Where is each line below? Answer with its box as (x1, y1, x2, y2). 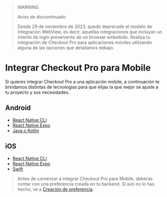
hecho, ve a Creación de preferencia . (17, 186, 94, 192)
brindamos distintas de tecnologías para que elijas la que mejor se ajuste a (5, 84, 159, 90)
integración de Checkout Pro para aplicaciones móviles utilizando (17, 39, 152, 45)
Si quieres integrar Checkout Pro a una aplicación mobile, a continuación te (5, 78, 160, 84)
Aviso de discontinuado (17, 14, 66, 19)
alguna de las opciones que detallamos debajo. (17, 45, 115, 50)
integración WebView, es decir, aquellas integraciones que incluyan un (17, 29, 163, 34)
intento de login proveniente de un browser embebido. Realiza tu (17, 34, 151, 40)
